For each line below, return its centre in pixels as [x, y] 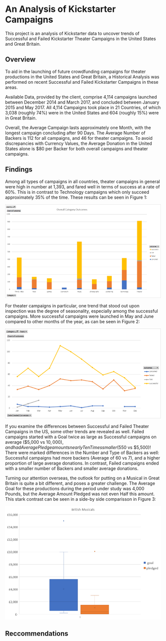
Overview [21, 60]
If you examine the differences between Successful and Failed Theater [77, 426]
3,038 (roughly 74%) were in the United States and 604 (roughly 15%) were [82, 113]
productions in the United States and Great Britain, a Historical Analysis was [82, 77]
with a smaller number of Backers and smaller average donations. [72, 468]
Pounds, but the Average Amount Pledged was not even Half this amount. [80, 494]
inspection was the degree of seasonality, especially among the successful [82, 311]
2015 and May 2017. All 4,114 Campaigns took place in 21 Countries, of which [83, 107]
